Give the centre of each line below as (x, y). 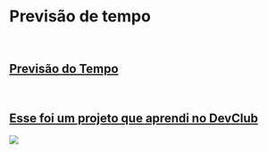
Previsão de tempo (80, 16)
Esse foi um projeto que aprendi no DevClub (134, 119)
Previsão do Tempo (64, 69)
